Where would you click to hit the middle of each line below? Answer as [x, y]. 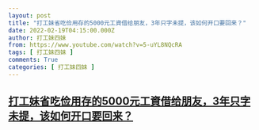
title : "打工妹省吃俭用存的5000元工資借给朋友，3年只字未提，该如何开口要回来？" [128, 23]
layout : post [30, 15]
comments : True [33, 60]
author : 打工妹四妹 [37, 38]
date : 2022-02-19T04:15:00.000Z [61, 30]
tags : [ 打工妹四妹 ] [41, 52]
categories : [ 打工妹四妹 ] [51, 67]
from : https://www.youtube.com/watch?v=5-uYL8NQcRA [95, 45]
